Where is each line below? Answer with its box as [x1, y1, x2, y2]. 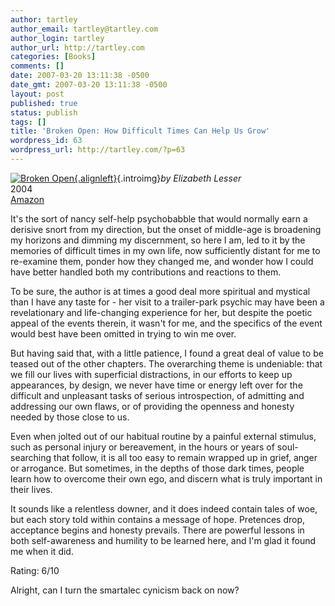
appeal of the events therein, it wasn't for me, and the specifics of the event [10, 317, 323, 329]
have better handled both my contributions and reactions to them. [10, 266, 282, 278]
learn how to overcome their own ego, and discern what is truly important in [10, 472, 323, 485]
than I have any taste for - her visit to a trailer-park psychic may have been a [10, 296, 325, 308]
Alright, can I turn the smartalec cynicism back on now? [10, 584, 240, 596]
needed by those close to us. [10, 411, 130, 423]
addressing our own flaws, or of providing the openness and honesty [10, 400, 295, 412]
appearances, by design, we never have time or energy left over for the [10, 379, 303, 391]
